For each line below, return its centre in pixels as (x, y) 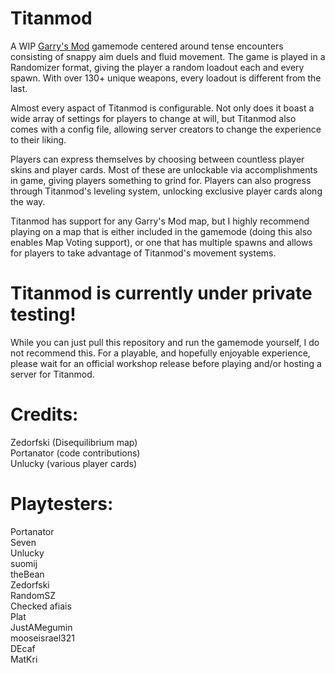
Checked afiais (41, 606)
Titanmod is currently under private (161, 293)
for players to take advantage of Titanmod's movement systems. (143, 253)
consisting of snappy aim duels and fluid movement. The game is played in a (168, 56)
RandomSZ (33, 595)
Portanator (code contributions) (75, 453)
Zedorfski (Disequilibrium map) (74, 442)
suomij (24, 563)
